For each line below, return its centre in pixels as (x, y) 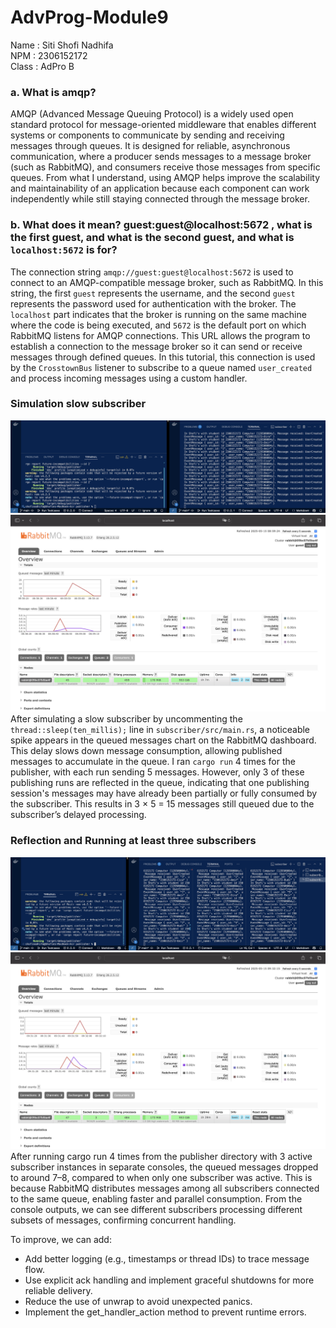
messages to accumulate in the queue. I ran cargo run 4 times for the (153, 762)
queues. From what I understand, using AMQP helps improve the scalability (165, 178)
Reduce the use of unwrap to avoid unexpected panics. (138, 1301)
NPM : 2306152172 (49, 55)
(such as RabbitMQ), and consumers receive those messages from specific (165, 167)
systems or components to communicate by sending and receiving (147, 135)
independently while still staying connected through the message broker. (160, 199)
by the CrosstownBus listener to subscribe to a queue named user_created (161, 367)
